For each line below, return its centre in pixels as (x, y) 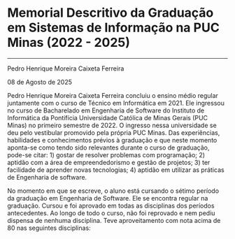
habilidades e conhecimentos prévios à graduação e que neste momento (112, 140)
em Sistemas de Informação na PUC (114, 28)
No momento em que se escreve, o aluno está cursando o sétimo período (113, 191)
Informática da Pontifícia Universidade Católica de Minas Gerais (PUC (108, 117)
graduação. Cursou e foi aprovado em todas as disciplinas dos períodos (111, 205)
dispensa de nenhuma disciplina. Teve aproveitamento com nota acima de (114, 220)
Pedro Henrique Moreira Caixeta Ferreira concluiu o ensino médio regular (113, 95)
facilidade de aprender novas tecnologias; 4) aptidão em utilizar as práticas (116, 170)
